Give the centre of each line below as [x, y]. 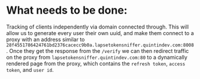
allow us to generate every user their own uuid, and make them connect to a [100, 33]
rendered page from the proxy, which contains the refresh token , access [96, 64]
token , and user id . [30, 69]
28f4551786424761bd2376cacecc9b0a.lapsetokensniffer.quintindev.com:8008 [100, 45]
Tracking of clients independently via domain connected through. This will [98, 27]
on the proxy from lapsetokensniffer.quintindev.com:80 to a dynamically [97, 57]
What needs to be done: [67, 10]
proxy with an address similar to [46, 39]
